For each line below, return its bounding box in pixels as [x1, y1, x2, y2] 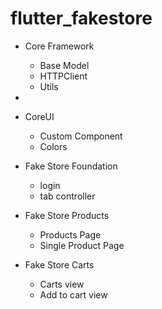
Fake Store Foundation [24, 160, 118, 172]
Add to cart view [39, 288, 108, 301]
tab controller [39, 190, 96, 202]
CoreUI [24, 110, 55, 122]
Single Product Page [39, 239, 125, 251]
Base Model [39, 59, 90, 71]
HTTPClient [39, 70, 88, 82]
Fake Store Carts [24, 258, 95, 271]
